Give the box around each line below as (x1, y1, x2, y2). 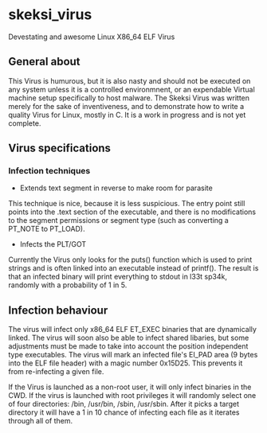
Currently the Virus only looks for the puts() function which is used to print (8, 255, 253, 264)
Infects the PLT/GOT (19, 240, 87, 249)
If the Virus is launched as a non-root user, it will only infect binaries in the (8, 382, 252, 392)
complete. (8, 118, 41, 128)
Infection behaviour (8, 303, 108, 317)
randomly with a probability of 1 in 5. (8, 280, 128, 290)
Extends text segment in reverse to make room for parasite (19, 183, 213, 193)
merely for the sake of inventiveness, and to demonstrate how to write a (8, 101, 245, 111)
